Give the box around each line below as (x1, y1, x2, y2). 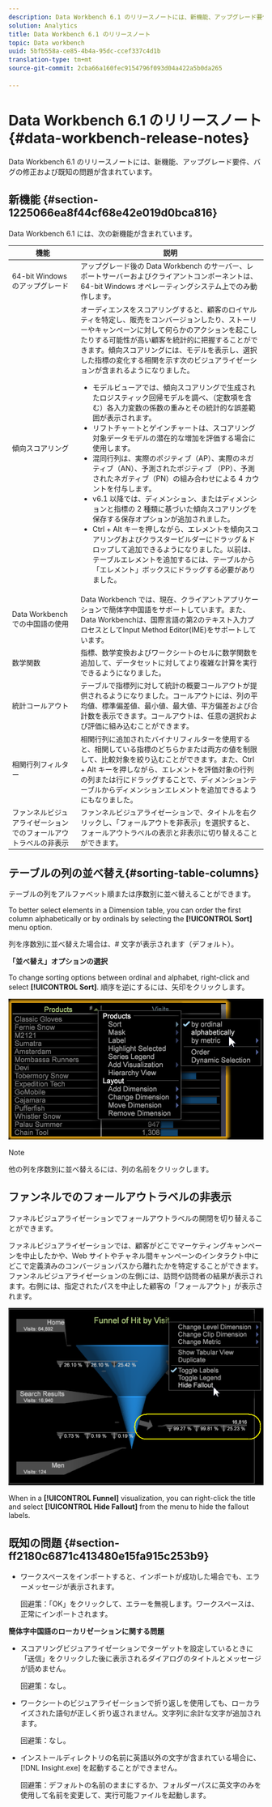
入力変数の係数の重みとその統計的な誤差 (113, 402, 249, 412)
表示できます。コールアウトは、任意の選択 (101, 711, 244, 721)
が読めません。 (19, 1664, 70, 1673)
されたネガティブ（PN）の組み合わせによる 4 (92, 474, 244, 483)
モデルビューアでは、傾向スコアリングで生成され (92, 382, 256, 392)
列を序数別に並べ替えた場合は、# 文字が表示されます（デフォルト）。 (8, 939, 239, 949)
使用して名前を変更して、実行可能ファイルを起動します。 (19, 1790, 210, 1801)
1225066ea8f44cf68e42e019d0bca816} (8, 206, 218, 220)
